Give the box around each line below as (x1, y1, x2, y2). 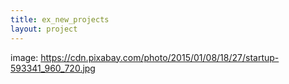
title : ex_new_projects (10, 14, 110, 25)
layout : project (10, 24, 78, 34)
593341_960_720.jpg (10, 62, 96, 74)
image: (10, 51, 39, 63)
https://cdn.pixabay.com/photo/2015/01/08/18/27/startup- (40, 51, 280, 63)
